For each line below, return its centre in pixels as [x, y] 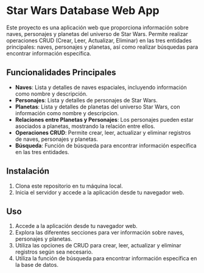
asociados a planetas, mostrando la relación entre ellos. [85, 126]
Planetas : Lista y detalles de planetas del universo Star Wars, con [97, 107]
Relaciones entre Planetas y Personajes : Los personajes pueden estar [104, 119]
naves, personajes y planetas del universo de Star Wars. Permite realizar [97, 34]
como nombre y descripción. [51, 94]
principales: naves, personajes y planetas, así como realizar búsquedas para [102, 47]
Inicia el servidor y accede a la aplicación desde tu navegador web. [100, 192]
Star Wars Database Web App [83, 11]
